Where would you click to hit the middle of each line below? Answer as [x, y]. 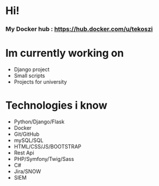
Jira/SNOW [27, 171]
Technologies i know [56, 106]
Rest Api [24, 153]
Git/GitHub [27, 134]
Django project [32, 70]
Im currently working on [65, 53]
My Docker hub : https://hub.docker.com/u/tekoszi [79, 29]
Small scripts [29, 76]
